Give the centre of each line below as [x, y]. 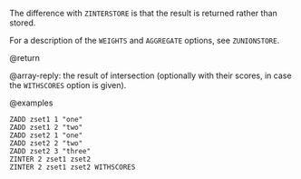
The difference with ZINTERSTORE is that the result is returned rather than [144, 13]
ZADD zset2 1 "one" [46, 135]
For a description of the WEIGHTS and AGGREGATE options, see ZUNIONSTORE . [145, 40]
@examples [31, 103]
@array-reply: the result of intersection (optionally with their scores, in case [150, 75]
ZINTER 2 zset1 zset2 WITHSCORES [73, 167]
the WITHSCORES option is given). [68, 85]
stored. [23, 23]
